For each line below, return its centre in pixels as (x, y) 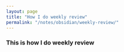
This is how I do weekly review (50, 43)
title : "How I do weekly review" (47, 17)
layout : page (22, 11)
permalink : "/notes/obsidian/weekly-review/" (62, 22)
